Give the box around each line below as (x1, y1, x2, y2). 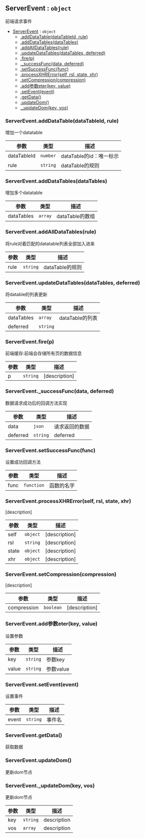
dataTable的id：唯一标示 (61, 153, 119, 160)
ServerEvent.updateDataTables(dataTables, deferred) (5, 279, 140, 286)
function (23, 482, 44, 488)
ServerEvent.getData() (5, 732, 62, 739)
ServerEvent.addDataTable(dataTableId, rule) (5, 117, 119, 124)
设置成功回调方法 (5, 459, 41, 465)
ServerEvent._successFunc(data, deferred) (5, 388, 114, 395)
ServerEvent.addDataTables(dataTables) (5, 177, 108, 185)
